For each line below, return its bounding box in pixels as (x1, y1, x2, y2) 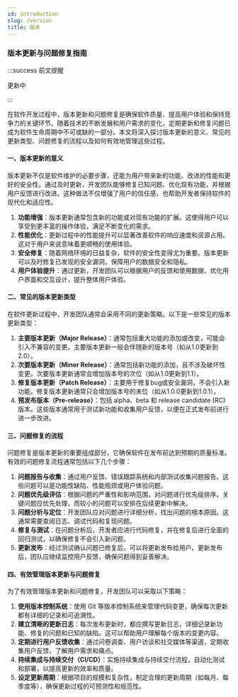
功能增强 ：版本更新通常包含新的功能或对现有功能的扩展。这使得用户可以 (17, 212, 229, 221)
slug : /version (7, 17, 52, 24)
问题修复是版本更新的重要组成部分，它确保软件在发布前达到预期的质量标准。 (7, 448, 231, 457)
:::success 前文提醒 (7, 65, 64, 75)
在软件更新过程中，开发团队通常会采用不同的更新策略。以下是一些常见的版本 (7, 310, 231, 318)
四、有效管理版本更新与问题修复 (7, 570, 101, 578)
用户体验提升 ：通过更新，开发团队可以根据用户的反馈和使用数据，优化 (17, 266, 223, 274)
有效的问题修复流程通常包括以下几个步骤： (7, 458, 132, 466)
